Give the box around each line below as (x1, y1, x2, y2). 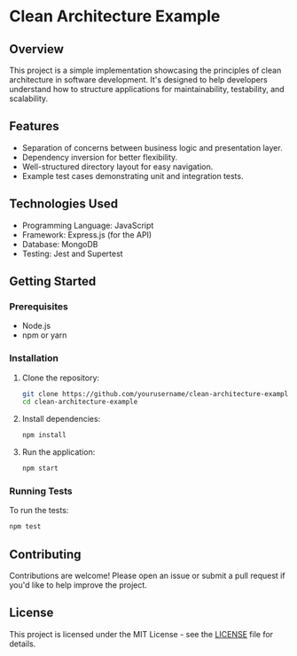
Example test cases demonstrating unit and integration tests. (21, 170, 244, 181)
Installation (9, 352, 59, 364)
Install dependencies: (21, 414, 101, 425)
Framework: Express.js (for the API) (21, 229, 152, 240)
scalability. (9, 93, 49, 104)
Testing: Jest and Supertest (21, 248, 123, 259)
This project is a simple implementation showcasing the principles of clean (9, 65, 282, 75)
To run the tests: (9, 505, 69, 516)
